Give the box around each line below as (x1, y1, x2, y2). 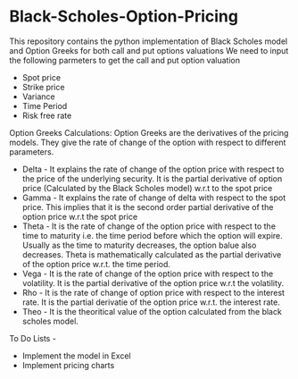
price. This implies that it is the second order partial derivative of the (21, 201, 274, 212)
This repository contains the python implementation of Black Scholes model (9, 36, 288, 46)
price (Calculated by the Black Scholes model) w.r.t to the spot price (21, 182, 273, 193)
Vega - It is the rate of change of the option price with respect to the (21, 268, 274, 279)
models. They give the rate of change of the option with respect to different (9, 137, 286, 147)
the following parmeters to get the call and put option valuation (9, 55, 241, 65)
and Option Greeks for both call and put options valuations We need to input (9, 45, 289, 55)
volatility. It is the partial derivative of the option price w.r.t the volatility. (21, 277, 285, 288)
